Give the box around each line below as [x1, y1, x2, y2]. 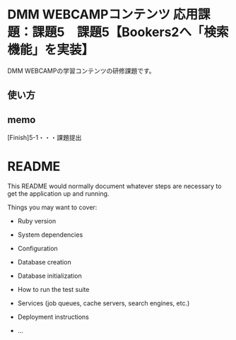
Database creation [17, 258, 72, 266]
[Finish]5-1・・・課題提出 [7, 134, 82, 142]
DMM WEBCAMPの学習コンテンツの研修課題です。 [7, 66, 155, 75]
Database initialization [17, 271, 83, 280]
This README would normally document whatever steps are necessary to [7, 182, 222, 191]
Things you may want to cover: [7, 203, 98, 212]
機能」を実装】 [7, 42, 95, 58]
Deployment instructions [17, 312, 90, 322]
